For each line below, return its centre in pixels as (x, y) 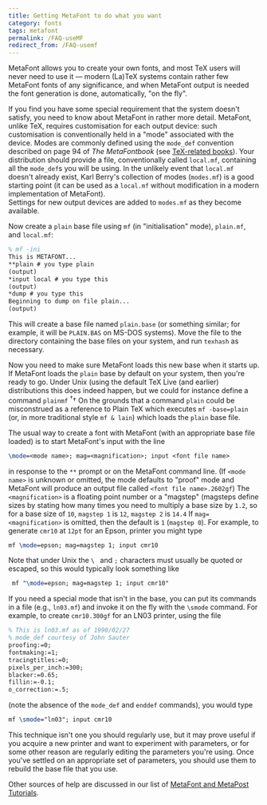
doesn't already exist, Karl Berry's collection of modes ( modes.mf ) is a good (132, 177)
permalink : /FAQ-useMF (46, 38)
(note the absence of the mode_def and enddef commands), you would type (131, 705)
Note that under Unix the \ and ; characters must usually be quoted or (126, 561)
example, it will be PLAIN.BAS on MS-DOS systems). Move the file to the (125, 333)
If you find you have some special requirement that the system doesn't (124, 109)
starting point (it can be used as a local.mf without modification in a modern (133, 185)
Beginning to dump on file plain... (69, 301)
